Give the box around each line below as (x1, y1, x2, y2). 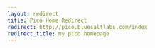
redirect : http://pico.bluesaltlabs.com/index (7, 23, 148, 30)
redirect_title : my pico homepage (7, 30, 110, 37)
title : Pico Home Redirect (7, 17, 87, 24)
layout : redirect (7, 10, 59, 18)
